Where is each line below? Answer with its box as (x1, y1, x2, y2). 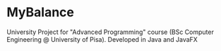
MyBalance (6, 4, 75, 21)
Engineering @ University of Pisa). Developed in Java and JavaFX (6, 35, 198, 43)
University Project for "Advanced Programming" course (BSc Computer (6, 28, 215, 36)
